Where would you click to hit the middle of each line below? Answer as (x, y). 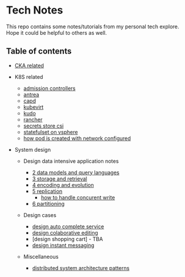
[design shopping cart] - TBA (68, 239)
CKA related (29, 65)
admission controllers (49, 88)
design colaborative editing (65, 232)
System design (33, 149)
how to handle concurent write (78, 197)
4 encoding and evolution (63, 185)
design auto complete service (68, 226)
